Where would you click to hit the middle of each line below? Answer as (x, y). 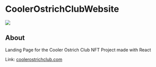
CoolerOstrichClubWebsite (62, 9)
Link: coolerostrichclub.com (34, 59)
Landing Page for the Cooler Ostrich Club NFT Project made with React (78, 50)
